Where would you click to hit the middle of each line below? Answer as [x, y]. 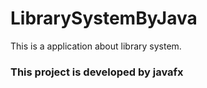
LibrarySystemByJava [104, 18]
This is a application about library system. [96, 46]
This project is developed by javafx [97, 72]
